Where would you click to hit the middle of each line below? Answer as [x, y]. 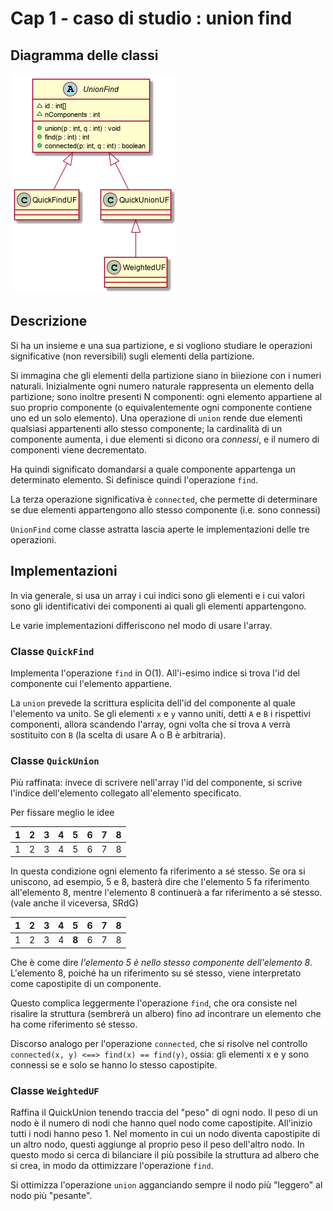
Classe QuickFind [52, 651]
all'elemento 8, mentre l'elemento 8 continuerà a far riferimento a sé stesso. [166, 893]
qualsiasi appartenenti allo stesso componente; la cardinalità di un [146, 428]
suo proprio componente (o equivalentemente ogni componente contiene [161, 407]
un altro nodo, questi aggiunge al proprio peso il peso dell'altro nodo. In [157, 1144]
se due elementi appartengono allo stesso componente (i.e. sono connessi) [166, 509]
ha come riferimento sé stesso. [74, 1024]
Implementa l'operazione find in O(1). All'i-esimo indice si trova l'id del [155, 673]
